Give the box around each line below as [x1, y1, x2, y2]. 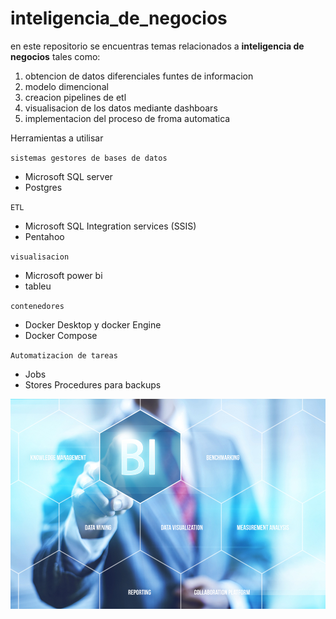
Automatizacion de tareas [10, 350, 118, 361]
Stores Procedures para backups [24, 378, 162, 391]
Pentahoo [24, 230, 65, 242]
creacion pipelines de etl [24, 91, 127, 103]
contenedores [10, 301, 65, 311]
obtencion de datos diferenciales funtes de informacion [24, 70, 254, 82]
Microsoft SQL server [24, 170, 113, 182]
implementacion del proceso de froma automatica [24, 112, 231, 124]
